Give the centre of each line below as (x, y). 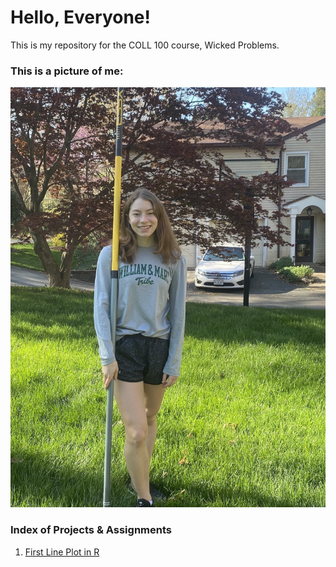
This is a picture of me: (67, 71)
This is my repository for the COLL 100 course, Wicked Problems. (145, 45)
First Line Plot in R (62, 552)
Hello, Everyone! (80, 17)
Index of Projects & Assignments (91, 530)
